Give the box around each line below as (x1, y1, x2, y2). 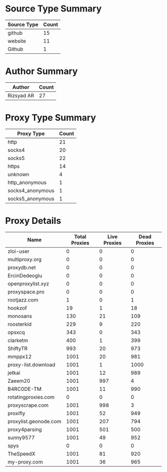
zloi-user (7, 248, 30, 255)
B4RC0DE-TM (7, 385, 42, 392)
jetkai (7, 369, 21, 376)
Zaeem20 (7, 377, 31, 384)
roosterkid (7, 320, 32, 327)
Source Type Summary (5, 3, 102, 14)
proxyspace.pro (7, 288, 45, 295)
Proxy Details (5, 215, 61, 226)
